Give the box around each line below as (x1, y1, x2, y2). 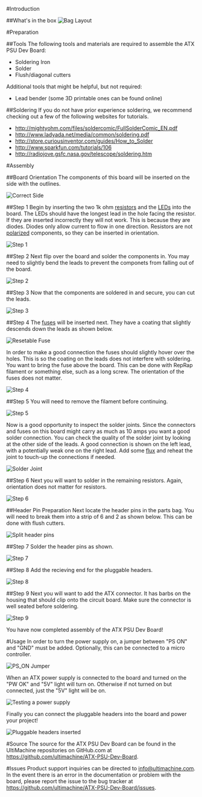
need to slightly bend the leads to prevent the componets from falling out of (6, 259, 194, 266)
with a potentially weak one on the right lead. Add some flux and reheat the (6, 447, 193, 454)
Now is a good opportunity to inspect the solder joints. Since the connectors (6, 421, 196, 428)
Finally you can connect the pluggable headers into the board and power (6, 711, 187, 717)
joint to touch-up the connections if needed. (6, 454, 116, 460)
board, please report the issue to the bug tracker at (6, 778, 133, 785)
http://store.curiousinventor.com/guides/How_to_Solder (14, 137, 153, 145)
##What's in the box (6, 17, 57, 24)
